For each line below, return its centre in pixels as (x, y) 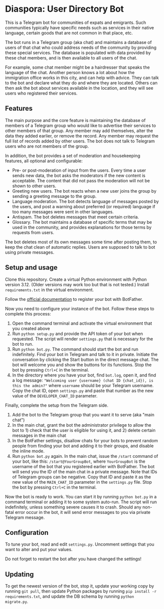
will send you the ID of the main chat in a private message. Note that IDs (85, 471)
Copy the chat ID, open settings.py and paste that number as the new (83, 391)
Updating (20, 574)
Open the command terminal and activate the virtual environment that (82, 323)
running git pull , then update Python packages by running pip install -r (81, 591)
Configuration (27, 532)
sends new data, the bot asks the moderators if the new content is (79, 175)
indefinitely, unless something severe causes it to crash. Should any (73, 507)
